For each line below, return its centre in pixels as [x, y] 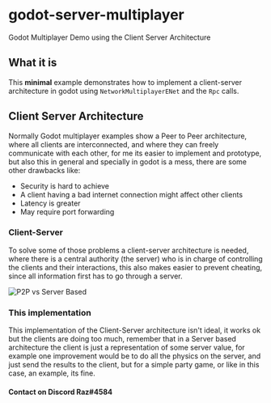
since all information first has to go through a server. [96, 276]
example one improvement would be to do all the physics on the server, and [135, 356]
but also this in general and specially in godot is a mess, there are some [127, 161]
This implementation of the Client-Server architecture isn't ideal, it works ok [135, 330]
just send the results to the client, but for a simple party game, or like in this [134, 365]
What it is [33, 63]
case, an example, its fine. [52, 373]
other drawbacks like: [44, 170]
